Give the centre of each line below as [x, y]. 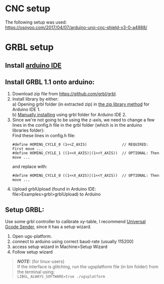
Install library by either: [35, 99]
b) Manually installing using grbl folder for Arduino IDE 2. [69, 115]
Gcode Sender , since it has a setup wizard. [48, 227]
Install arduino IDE [34, 65]
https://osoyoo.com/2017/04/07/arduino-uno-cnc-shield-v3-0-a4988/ [76, 27]
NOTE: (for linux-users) [41, 261]
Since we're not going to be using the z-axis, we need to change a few [83, 120]
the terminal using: [36, 272]
